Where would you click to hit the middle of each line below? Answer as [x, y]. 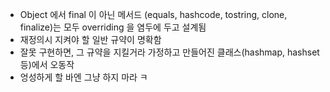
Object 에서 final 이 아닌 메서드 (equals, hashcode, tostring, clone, [153, 14]
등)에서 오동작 [47, 64]
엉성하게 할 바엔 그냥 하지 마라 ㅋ [83, 77]
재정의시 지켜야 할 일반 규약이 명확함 [90, 39]
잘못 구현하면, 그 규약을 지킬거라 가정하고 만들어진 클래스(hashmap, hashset [169, 52]
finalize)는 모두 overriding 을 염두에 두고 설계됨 [113, 27]
